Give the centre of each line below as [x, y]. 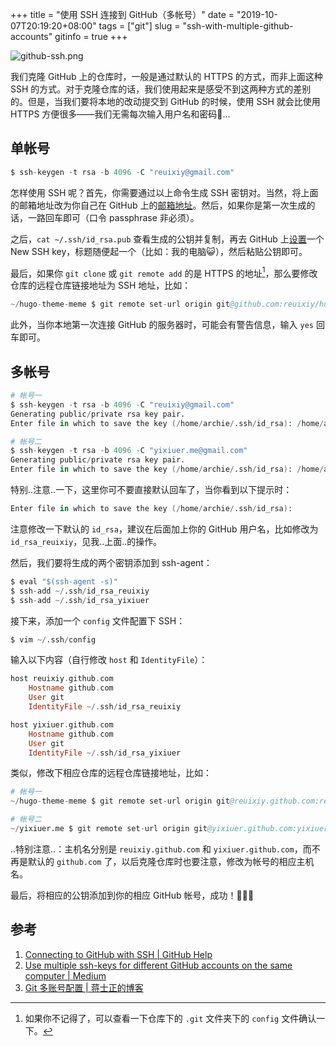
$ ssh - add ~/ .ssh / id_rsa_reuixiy [80, 591]
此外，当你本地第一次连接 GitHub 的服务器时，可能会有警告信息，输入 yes [162, 325]
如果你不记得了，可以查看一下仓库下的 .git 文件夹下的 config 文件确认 [170, 1018]
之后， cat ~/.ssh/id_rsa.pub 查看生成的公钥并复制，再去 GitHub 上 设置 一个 [167, 239]
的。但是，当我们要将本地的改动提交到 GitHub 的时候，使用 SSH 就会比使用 [165, 101]
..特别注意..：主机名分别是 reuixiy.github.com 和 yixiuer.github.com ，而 [161, 849]
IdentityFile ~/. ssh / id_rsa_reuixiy [105, 707]
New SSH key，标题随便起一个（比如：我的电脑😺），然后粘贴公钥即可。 [159, 251]
